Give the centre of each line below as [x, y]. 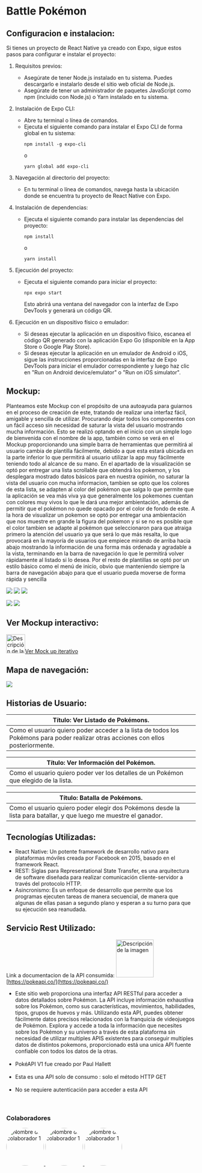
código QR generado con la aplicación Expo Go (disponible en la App [109, 340]
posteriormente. [32, 746]
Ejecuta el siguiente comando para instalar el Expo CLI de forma [103, 127]
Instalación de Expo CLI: [45, 109]
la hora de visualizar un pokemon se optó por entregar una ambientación [96, 515]
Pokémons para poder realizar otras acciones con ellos [87, 738]
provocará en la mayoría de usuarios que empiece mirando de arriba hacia [99, 540]
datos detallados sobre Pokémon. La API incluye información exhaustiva [104, 1000]
